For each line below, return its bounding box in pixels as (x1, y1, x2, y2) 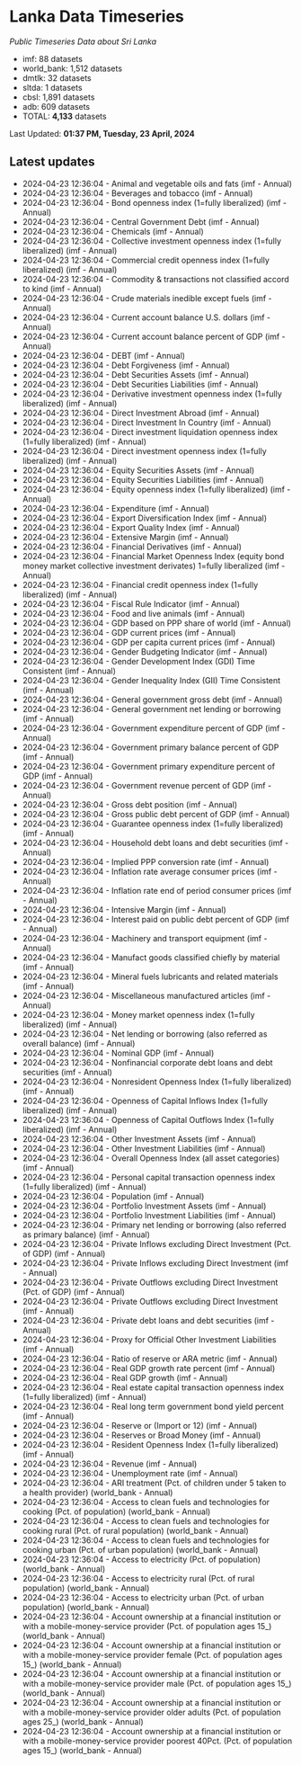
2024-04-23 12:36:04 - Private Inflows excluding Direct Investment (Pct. (22, 1238, 292, 1249)
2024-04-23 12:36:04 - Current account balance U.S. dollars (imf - (22, 312, 271, 323)
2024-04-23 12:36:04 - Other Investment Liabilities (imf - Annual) (22, 1143, 266, 1154)
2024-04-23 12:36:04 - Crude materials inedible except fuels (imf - (22, 292, 272, 303)
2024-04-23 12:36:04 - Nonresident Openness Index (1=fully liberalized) (22, 1076, 292, 1087)
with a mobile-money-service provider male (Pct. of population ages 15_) (22, 1678, 292, 1689)
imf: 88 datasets (22, 53, 84, 64)
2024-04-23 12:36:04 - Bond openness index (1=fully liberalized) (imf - (22, 197, 288, 208)
